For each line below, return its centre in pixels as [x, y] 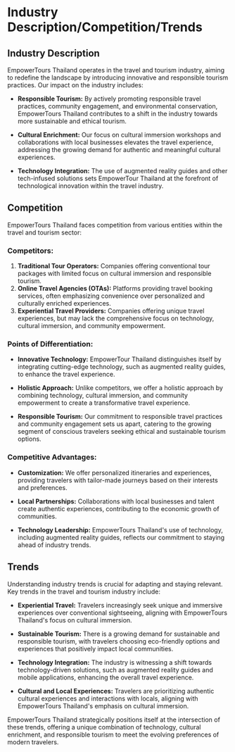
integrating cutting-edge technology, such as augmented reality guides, [121, 367]
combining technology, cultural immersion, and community [103, 396]
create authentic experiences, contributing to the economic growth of [118, 508]
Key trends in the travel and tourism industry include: [84, 591]
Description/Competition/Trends [105, 27]
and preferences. [43, 487]
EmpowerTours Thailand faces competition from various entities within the [115, 225]
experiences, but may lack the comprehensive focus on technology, [116, 318]
